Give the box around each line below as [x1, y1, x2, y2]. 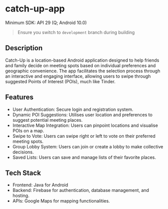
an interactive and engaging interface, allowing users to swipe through [5, 73, 151, 79]
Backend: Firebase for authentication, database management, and [12, 187, 149, 193]
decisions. [12, 149, 34, 155]
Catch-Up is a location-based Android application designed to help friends [5, 57, 159, 63]
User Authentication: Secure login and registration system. [12, 106, 134, 112]
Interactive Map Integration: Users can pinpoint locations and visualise [12, 122, 158, 128]
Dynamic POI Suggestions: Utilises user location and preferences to [12, 111, 153, 118]
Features [5, 93, 34, 102]
